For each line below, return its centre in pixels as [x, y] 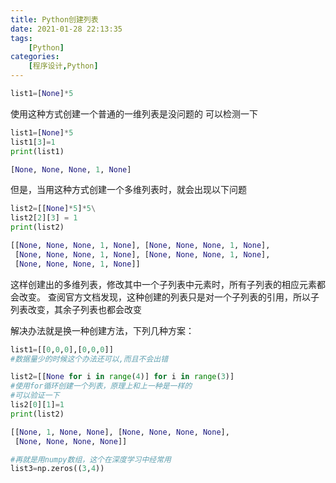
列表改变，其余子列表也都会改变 [76, 309]
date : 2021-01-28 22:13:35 [66, 29]
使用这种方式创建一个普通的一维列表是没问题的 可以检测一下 [134, 113]
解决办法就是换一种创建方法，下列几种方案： [102, 330]
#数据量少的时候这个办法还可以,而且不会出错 [89, 359]
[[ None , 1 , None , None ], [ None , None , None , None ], [120, 432]
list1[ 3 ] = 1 [33, 142]
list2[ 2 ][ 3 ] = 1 [44, 218]
